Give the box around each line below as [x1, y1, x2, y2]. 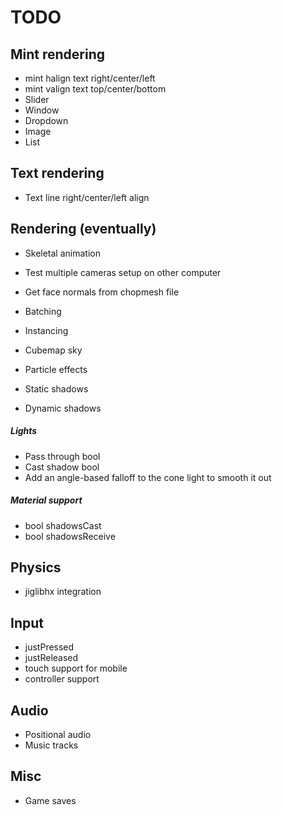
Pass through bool [24, 450, 101, 462]
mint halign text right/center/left [24, 72, 156, 84]
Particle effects [24, 363, 88, 375]
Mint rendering [10, 46, 106, 63]
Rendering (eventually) [10, 221, 157, 238]
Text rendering [10, 165, 105, 182]
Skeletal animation [24, 247, 101, 259]
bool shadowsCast [24, 519, 102, 531]
